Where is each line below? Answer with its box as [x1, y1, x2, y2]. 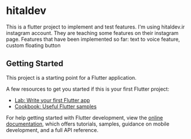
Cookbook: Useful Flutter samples [14, 103, 97, 110]
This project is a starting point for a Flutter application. [6, 74, 137, 81]
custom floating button [6, 42, 61, 49]
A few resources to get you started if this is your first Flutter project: [6, 85, 169, 92]
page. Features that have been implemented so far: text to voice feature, [6, 35, 180, 42]
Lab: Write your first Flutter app [14, 97, 91, 104]
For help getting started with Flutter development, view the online [6, 114, 164, 121]
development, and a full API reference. [6, 126, 99, 133]
